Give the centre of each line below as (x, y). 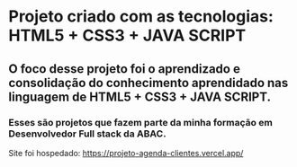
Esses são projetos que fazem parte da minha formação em (141, 122)
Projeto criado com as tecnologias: (141, 17)
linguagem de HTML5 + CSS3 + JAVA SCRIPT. (140, 97)
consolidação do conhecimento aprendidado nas (148, 83)
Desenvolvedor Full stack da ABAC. (88, 134)
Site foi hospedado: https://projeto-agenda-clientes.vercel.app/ (126, 153)
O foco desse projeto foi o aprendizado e (124, 69)
